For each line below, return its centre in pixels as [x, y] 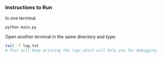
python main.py [21, 27]
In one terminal [21, 18]
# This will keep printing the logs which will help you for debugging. [82, 51]
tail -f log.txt [22, 46]
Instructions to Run [29, 7]
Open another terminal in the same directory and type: [61, 37]
